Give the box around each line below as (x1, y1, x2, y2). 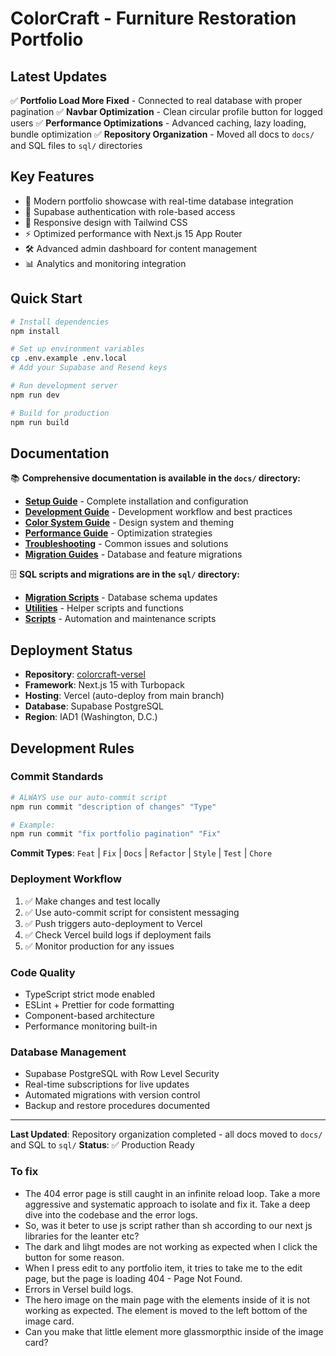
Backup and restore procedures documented (24, 1100, 211, 1112)
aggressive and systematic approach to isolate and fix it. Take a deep (24, 1198, 311, 1210)
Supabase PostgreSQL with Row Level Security (24, 1068, 220, 1080)
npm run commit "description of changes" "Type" (10, 802, 217, 812)
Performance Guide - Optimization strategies (24, 527, 213, 539)
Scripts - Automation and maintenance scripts (24, 613, 217, 625)
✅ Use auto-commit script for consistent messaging (24, 906, 240, 918)
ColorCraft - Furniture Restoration (10, 7, 297, 30)
